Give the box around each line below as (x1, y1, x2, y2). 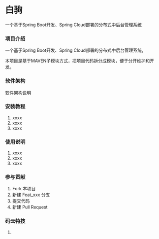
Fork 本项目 (12, 186, 36, 192)
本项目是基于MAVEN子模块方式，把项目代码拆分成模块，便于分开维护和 (5, 58, 150, 64)
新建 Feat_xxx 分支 (12, 192, 50, 198)
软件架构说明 (5, 90, 31, 96)
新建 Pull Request (12, 204, 48, 210)
